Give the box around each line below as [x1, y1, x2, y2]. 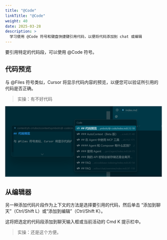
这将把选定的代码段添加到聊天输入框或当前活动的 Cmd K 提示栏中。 [5, 219, 144, 225]
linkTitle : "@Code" [5, 13, 46, 18]
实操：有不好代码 [17, 96, 53, 102]
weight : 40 [5, 18, 28, 23]
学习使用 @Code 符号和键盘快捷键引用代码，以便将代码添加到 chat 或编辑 [9, 34, 143, 39]
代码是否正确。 [5, 85, 36, 91]
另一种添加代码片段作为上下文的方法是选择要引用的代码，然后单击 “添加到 [5, 202, 157, 208]
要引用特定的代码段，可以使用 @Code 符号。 [5, 49, 97, 55]
